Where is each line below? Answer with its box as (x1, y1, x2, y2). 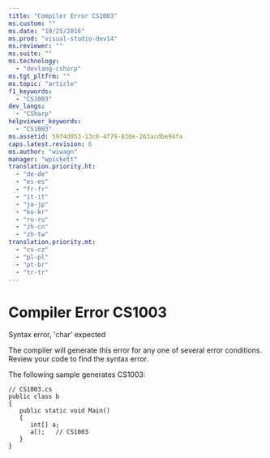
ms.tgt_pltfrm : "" (8, 72, 71, 80)
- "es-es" (15, 178, 49, 186)
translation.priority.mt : (8, 238, 96, 246)
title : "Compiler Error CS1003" (8, 11, 118, 20)
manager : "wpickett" (8, 155, 79, 163)
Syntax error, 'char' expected (8, 330, 106, 340)
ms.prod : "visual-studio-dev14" (8, 34, 118, 43)
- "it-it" (15, 192, 49, 201)
